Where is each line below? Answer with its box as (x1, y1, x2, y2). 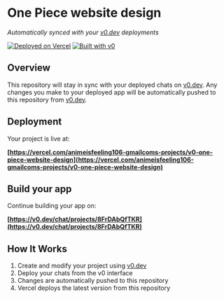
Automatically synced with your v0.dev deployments (7, 28, 159, 36)
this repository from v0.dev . (7, 95, 87, 104)
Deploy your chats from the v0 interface (17, 269, 133, 277)
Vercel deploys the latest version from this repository (17, 284, 171, 292)
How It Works (7, 243, 68, 255)
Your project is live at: (7, 134, 70, 143)
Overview (7, 62, 51, 74)
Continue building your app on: (7, 202, 97, 210)
